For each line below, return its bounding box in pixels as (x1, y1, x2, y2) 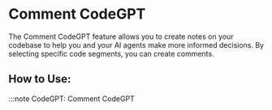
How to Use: (8, 72, 71, 86)
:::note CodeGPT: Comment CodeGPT (8, 94, 136, 104)
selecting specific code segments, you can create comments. (8, 49, 214, 58)
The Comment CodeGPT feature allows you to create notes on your (8, 32, 234, 41)
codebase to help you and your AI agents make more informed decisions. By (8, 40, 265, 49)
